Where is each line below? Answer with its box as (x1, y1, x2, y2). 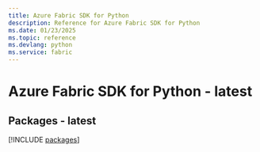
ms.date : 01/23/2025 (8, 26, 77, 34)
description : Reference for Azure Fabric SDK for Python (8, 19, 201, 27)
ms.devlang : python (8, 41, 73, 49)
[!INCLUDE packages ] (8, 135, 80, 144)
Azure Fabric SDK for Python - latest (8, 82, 253, 101)
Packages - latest (8, 114, 97, 127)
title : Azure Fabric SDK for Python (8, 11, 129, 20)
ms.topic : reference (8, 33, 77, 42)
